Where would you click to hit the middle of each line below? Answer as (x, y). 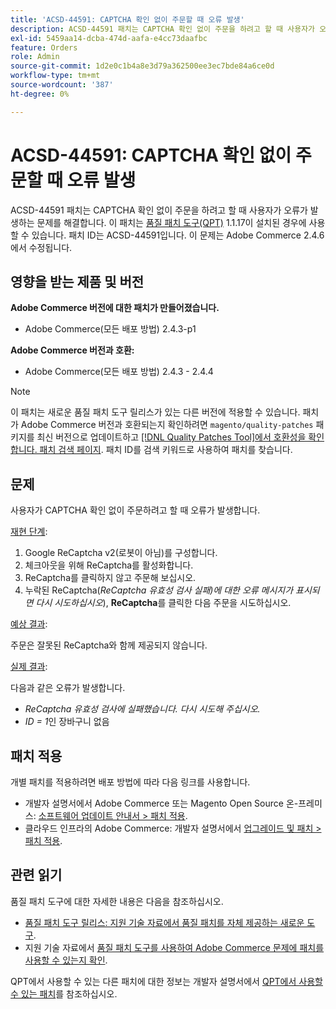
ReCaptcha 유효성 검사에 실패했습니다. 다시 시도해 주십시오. (142, 709)
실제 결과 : (29, 667)
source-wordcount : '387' (62, 85)
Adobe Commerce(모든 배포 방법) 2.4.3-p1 (110, 329)
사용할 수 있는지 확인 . (66, 960)
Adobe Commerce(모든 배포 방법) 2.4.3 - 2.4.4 (119, 372)
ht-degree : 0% (40, 94)
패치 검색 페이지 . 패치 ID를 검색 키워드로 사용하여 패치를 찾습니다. (166, 450)
